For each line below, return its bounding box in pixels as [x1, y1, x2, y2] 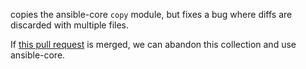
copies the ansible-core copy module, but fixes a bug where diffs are [10, 9, 293, 20]
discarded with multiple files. [10, 19, 129, 31]
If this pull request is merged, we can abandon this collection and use [10, 39, 297, 50]
